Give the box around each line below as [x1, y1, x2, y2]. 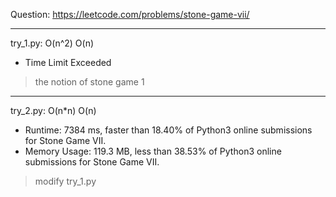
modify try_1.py [34, 175, 97, 187]
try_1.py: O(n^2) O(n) [10, 37, 95, 49]
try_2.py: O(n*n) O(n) [10, 105, 97, 116]
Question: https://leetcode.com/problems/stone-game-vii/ [10, 9, 250, 20]
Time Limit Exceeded [24, 57, 112, 68]
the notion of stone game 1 [34, 76, 145, 88]
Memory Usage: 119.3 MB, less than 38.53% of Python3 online [24, 145, 282, 157]
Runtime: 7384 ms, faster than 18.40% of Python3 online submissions [24, 124, 313, 136]
